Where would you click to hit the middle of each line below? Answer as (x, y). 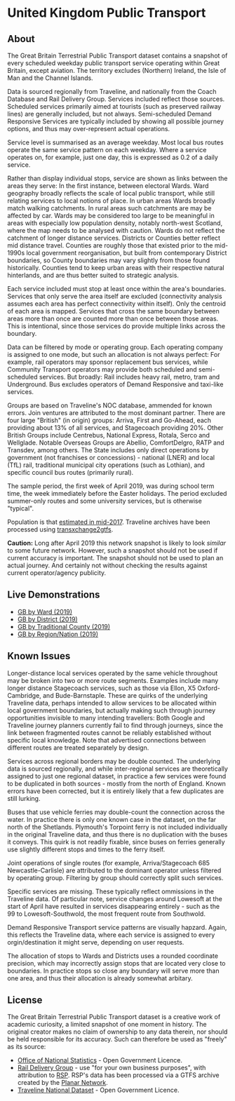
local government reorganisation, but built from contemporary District (127, 253)
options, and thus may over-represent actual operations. (89, 129)
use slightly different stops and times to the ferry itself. (86, 849)
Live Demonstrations (54, 595)
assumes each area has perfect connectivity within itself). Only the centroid (117, 304)
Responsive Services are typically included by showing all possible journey (116, 121)
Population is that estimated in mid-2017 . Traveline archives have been (109, 522)
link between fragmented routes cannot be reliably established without (109, 732)
